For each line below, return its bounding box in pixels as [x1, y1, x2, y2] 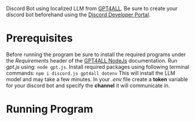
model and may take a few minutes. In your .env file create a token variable [6, 75, 188, 82]
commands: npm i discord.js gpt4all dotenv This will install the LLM [6, 70, 176, 77]
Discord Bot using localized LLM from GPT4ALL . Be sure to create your [6, 5, 178, 12]
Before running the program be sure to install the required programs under [6, 51, 186, 58]
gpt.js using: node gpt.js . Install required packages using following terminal [6, 63, 189, 70]
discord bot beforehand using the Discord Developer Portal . [6, 11, 151, 18]
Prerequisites [6, 32, 73, 45]
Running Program [6, 102, 93, 116]
